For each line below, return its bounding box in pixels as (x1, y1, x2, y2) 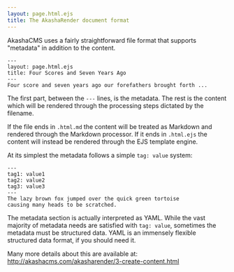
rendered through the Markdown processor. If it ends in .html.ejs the (7, 130, 207, 138)
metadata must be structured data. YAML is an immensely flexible (7, 229, 197, 237)
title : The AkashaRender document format (7, 17, 130, 24)
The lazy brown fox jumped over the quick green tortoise (7, 195, 180, 202)
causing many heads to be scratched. (7, 201, 117, 208)
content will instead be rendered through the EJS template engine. (7, 137, 198, 146)
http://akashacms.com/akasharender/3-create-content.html (7, 257, 180, 265)
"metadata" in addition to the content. (7, 43, 116, 52)
